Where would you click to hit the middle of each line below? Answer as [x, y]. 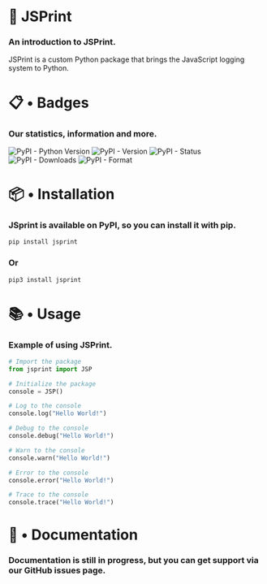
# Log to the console [45, 406]
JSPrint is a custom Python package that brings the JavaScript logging [127, 59]
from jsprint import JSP [50, 369]
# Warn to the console [47, 450]
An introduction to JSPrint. [62, 42]
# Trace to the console [49, 495]
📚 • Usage [45, 314]
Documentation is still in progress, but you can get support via [133, 560]
